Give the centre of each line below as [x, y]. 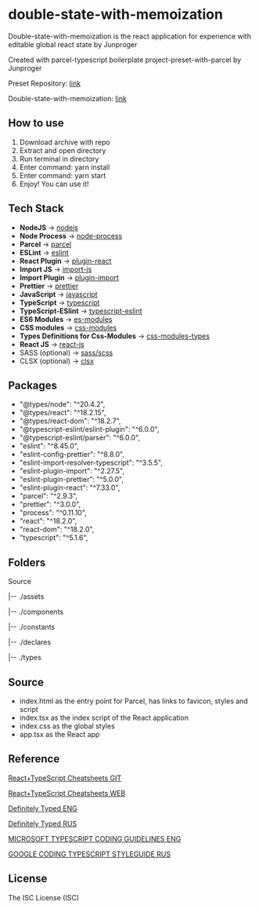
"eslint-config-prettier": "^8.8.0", [72, 454]
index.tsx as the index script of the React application [104, 717]
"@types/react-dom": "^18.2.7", [70, 421]
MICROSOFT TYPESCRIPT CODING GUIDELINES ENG [95, 838]
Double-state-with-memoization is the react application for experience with [130, 36]
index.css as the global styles [67, 726]
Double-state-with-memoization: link [67, 98]
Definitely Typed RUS [43, 823]
